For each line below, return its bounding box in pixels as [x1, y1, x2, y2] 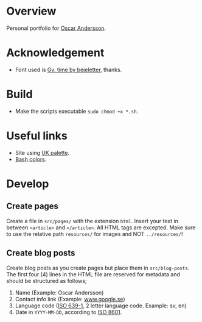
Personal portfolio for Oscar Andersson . [6, 24, 106, 32]
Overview [6, 4, 57, 18]
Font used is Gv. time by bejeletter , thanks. [15, 66, 122, 73]
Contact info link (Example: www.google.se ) [15, 295, 125, 302]
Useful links [6, 129, 68, 143]
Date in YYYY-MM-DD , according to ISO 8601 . [15, 308, 122, 315]
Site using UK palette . [15, 149, 70, 156]
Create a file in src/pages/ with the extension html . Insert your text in [6, 217, 178, 224]
